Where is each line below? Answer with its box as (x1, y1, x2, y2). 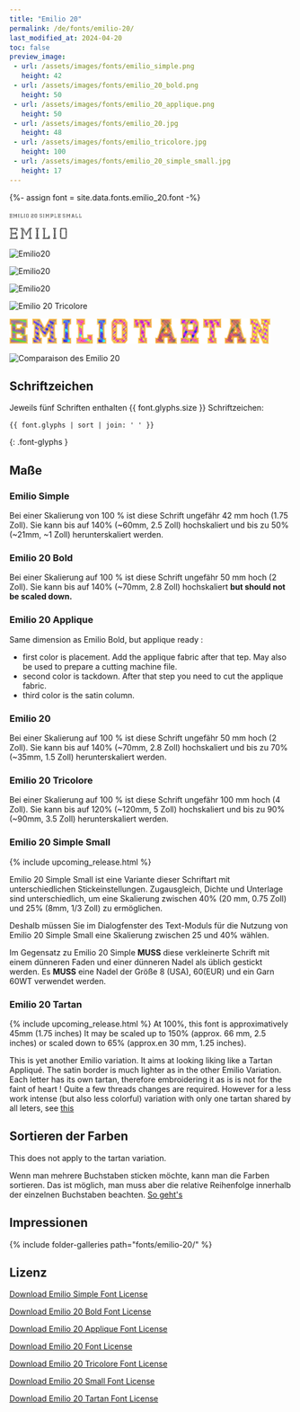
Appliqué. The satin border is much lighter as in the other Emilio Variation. (9, 1064, 281, 1075)
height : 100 (21, 147, 66, 156)
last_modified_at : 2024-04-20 (9, 33, 123, 42)
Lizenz (9, 1265, 48, 1280)
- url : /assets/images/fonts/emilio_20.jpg (13, 119, 179, 128)
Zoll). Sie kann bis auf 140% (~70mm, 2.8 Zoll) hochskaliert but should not (9, 582, 286, 592)
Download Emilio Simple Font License (9, 1289, 148, 1300)
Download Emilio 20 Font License (9, 1341, 133, 1352)
